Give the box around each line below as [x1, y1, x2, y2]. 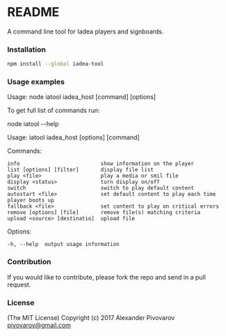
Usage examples [7, 77, 65, 87]
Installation [7, 45, 47, 54]
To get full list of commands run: [7, 106, 100, 115]
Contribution [7, 257, 51, 267]
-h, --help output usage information [7, 241, 120, 248]
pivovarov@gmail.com [7, 321, 72, 329]
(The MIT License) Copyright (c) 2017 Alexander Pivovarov [7, 314, 175, 321]
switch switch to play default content [7, 185, 195, 192]
